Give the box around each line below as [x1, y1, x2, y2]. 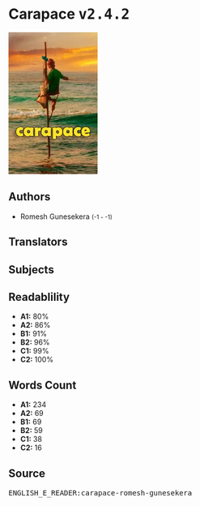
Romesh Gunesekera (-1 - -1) [19, 212, 113, 221]
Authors [8, 190, 51, 204]
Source [8, 466, 46, 480]
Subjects [8, 263, 54, 277]
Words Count [8, 378, 77, 392]
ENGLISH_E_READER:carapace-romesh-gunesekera [8, 488, 193, 497]
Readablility [8, 289, 70, 304]
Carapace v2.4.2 [8, 5, 130, 24]
